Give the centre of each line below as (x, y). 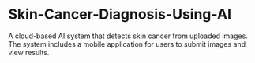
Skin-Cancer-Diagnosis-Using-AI (120, 14)
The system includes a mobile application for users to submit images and (127, 44)
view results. (29, 52)
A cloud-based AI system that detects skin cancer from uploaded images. (128, 36)
